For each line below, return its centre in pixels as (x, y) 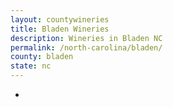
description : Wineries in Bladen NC (86, 38)
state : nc (31, 66)
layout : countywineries (60, 19)
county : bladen (42, 57)
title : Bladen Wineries (60, 29)
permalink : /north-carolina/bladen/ (86, 47)
